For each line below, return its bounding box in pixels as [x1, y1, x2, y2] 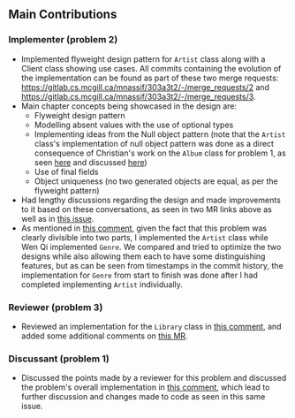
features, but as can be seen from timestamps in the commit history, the [20, 260, 284, 270]
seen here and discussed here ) [34, 156, 147, 167]
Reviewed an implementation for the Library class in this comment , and [20, 321, 282, 331]
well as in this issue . [20, 213, 95, 224]
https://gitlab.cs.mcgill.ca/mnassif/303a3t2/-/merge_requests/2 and [20, 81, 270, 92]
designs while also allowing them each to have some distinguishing [20, 251, 266, 262]
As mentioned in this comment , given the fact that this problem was [20, 223, 267, 233]
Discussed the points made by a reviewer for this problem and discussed [20, 373, 287, 384]
